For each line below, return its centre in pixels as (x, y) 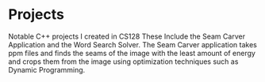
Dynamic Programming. (47, 69)
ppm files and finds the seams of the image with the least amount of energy (132, 53)
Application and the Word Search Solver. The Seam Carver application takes (133, 44)
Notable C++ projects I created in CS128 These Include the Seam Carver (127, 36)
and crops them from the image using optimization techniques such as (123, 61)
